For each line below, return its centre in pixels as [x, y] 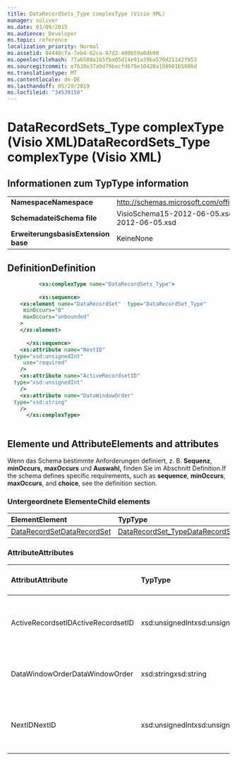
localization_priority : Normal [53, 47]
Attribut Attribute [39, 580]
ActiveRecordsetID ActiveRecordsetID [73, 623]
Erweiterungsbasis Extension [60, 234]
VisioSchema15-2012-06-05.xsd [175, 214]
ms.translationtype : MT [42, 73]
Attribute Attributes [41, 553]
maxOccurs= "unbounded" [56, 317]
